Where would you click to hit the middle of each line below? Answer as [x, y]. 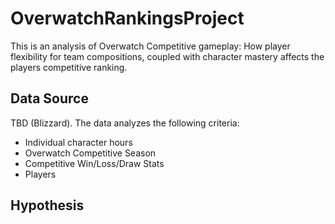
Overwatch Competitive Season [90, 153]
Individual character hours [78, 142]
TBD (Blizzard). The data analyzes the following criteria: [125, 123]
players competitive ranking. [69, 67]
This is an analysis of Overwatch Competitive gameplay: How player [150, 46]
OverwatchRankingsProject [127, 18]
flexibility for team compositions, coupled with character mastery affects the [167, 56]
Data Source [49, 98]
